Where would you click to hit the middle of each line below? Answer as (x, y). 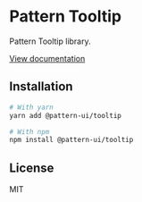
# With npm (29, 131)
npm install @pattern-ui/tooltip (71, 140)
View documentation (47, 58)
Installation (41, 87)
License (32, 168)
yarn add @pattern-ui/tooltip (66, 115)
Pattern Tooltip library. (50, 41)
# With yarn (31, 107)
